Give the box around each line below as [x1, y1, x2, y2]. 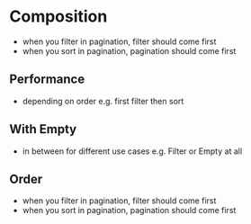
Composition [9, 6, 108, 27]
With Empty [9, 121, 77, 137]
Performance [9, 72, 85, 87]
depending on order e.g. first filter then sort [22, 95, 184, 106]
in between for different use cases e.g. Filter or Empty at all [22, 146, 243, 157]
